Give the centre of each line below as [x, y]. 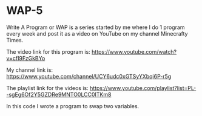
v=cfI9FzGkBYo [26, 58]
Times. [15, 40]
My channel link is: [30, 69]
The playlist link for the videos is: [48, 88]
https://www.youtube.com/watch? [134, 51]
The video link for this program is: [49, 51]
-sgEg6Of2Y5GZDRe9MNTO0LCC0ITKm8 [59, 94]
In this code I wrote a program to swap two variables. [73, 106]
